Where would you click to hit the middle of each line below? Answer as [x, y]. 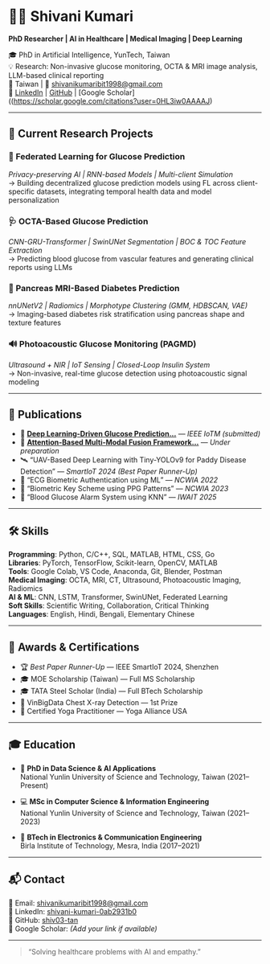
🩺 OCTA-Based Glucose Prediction [78, 221]
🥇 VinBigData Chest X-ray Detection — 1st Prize [99, 702]
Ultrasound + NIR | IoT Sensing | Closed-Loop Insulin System [109, 364]
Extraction [25, 250]
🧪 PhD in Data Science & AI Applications [88, 768]
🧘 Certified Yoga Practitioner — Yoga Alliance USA [103, 711]
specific [22, 191]
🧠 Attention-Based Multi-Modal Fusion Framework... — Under [125, 442]
